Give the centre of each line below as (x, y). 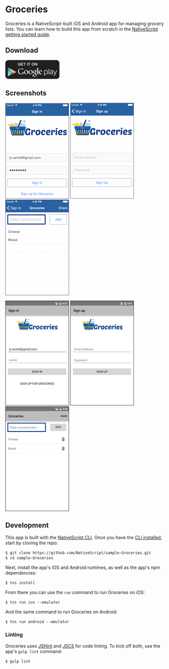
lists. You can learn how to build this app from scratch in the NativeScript (82, 29)
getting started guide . (28, 34)
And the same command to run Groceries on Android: (61, 612)
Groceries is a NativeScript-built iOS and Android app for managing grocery (84, 23)
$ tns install (20, 583)
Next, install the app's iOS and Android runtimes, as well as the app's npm (83, 567)
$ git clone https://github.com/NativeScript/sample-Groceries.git (78, 553)
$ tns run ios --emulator (33, 603)
